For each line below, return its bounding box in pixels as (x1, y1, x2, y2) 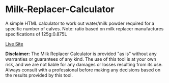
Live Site (5, 40, 23, 47)
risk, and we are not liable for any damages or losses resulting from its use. (5, 61, 163, 67)
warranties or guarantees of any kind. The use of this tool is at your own (5, 56, 156, 62)
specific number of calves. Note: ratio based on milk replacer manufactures (5, 25, 164, 31)
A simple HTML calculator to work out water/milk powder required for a (5, 20, 154, 26)
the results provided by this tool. (5, 72, 73, 78)
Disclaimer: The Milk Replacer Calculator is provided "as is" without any (5, 51, 157, 57)
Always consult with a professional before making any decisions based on (5, 67, 161, 73)
